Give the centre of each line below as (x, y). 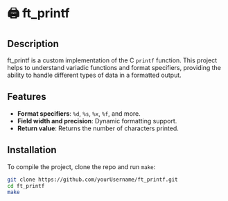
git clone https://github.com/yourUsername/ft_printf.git (93, 180)
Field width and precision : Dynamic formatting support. (97, 121)
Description (33, 43)
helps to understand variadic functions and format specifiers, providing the (114, 68)
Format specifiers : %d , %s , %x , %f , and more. (79, 113)
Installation (32, 150)
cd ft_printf (26, 186)
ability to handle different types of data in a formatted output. (94, 75)
